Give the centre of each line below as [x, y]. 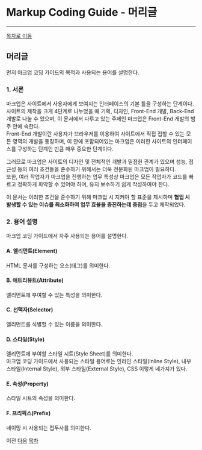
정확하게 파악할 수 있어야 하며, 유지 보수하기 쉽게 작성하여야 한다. [93, 184]
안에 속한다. [26, 127]
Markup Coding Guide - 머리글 [82, 12]
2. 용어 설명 [22, 222]
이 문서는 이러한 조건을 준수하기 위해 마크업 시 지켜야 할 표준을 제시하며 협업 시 [98, 197]
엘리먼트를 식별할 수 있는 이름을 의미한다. [54, 324]
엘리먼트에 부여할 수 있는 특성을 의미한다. [54, 295]
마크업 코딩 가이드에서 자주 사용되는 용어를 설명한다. [67, 236]
